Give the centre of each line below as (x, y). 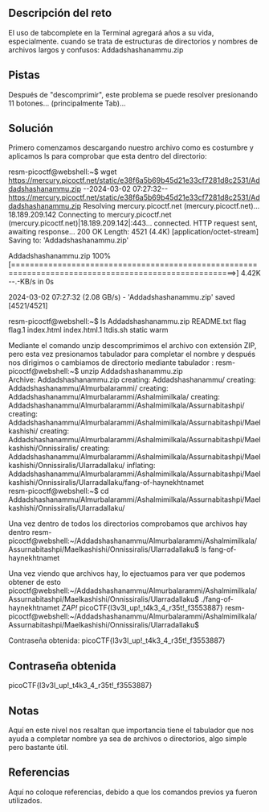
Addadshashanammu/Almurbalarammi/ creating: (88, 388)
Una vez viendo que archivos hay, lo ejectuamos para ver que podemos (127, 574)
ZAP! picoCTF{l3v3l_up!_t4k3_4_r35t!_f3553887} (142, 608)
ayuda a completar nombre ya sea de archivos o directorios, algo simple (128, 739)
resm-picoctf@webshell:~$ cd (59, 491)
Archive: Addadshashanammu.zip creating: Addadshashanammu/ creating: (132, 380)
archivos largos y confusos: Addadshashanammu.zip (96, 50)
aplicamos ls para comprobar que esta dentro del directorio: (108, 156)
